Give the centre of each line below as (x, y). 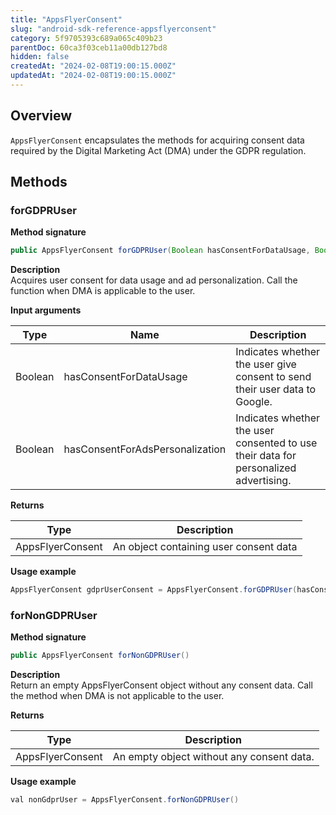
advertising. (263, 481)
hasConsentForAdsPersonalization (145, 449)
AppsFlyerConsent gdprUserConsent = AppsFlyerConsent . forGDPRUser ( (154, 590)
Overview (41, 116)
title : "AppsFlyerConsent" (66, 19)
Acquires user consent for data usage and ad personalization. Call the (154, 280)
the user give (266, 364)
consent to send (273, 377)
